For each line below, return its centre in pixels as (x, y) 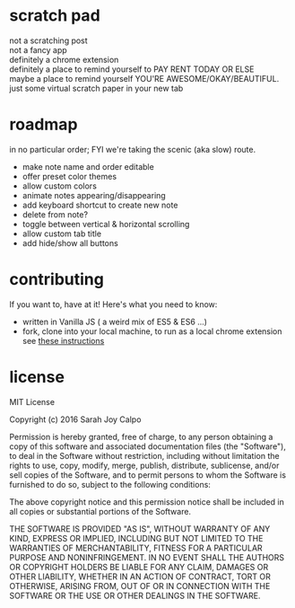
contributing (57, 280)
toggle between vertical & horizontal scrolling (106, 224)
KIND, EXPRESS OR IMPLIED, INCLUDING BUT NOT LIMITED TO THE (136, 538)
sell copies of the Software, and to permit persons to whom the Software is (148, 475)
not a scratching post (48, 40)
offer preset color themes (69, 176)
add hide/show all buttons (70, 242)
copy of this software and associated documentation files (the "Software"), (148, 446)
